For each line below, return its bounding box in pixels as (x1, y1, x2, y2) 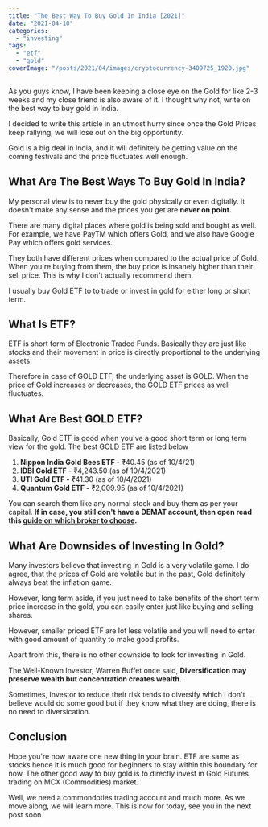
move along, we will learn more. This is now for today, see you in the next (8, 801, 252, 811)
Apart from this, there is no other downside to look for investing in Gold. (8, 650, 246, 660)
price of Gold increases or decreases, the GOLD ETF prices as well (8, 380, 230, 390)
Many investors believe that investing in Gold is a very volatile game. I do (8, 561, 249, 570)
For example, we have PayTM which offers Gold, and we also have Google (8, 228, 255, 238)
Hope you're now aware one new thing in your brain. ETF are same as (8, 751, 240, 761)
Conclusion (8, 730, 68, 744)
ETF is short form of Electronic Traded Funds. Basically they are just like (8, 339, 247, 348)
